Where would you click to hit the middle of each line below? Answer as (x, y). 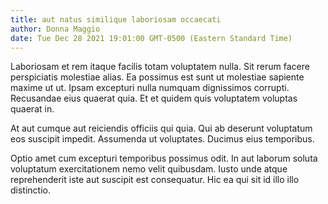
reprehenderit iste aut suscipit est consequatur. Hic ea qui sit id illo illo (155, 180)
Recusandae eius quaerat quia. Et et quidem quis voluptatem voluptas (154, 98)
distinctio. (30, 190)
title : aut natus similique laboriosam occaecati (116, 19)
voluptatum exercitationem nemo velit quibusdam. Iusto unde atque (149, 169)
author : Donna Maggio (55, 29)
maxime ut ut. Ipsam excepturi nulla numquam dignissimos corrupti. (150, 88)
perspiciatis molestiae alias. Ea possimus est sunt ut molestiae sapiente (157, 77)
